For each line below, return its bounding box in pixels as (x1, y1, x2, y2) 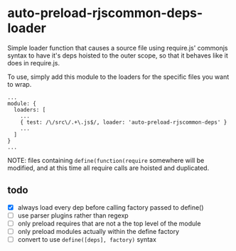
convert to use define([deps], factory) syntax (17, 235, 156, 243)
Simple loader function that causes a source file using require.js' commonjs (7, 43, 228, 52)
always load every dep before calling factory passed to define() (17, 203, 204, 211)
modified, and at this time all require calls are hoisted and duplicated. (7, 164, 210, 172)
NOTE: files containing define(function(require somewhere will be (7, 156, 205, 164)
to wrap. (7, 80, 32, 88)
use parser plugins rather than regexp (17, 211, 129, 220)
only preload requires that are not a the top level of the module (17, 219, 201, 228)
